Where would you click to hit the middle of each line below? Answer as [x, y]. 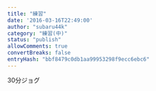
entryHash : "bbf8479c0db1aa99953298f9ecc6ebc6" [79, 59]
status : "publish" [34, 40]
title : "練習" [27, 14]
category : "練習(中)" [37, 33]
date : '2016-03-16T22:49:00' [50, 20]
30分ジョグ [24, 80]
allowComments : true [38, 46]
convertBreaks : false [39, 53]
